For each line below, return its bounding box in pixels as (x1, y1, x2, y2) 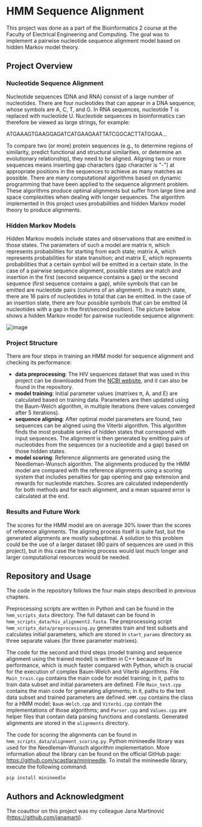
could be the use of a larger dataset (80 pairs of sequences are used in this (6, 541, 194, 548)
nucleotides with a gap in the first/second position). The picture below (6, 305, 181, 312)
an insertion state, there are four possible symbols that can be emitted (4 (6, 299, 188, 306)
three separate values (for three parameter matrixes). (6, 637, 139, 645)
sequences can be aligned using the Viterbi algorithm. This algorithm (14, 422, 187, 430)
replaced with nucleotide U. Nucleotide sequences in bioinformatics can (6, 112, 186, 119)
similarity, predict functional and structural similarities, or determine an (6, 148, 182, 155)
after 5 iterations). (14, 409, 60, 416)
